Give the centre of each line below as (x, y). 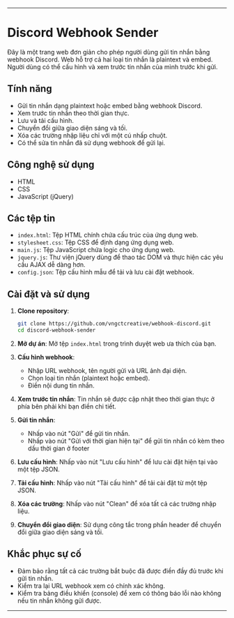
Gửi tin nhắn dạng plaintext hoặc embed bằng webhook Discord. (110, 105)
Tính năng (30, 89)
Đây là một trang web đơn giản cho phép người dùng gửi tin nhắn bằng (109, 52)
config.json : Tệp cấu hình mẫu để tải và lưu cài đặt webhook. (106, 272)
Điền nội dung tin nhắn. (61, 385)
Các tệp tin (31, 218)
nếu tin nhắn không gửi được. (60, 601)
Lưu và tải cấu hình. (46, 120)
